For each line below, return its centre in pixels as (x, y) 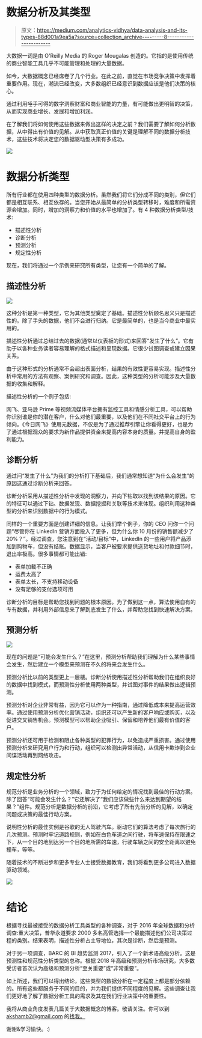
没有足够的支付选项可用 (44, 589)
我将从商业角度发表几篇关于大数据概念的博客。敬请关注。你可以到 (88, 1009)
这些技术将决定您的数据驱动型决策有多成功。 (72, 139)
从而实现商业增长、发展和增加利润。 (51, 111)
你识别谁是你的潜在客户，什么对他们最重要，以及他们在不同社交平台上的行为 (101, 417)
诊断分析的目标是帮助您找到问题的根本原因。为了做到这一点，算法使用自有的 (101, 602)
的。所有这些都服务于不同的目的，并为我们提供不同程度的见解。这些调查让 (98, 989)
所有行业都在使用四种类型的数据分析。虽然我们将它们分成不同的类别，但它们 (101, 194)
